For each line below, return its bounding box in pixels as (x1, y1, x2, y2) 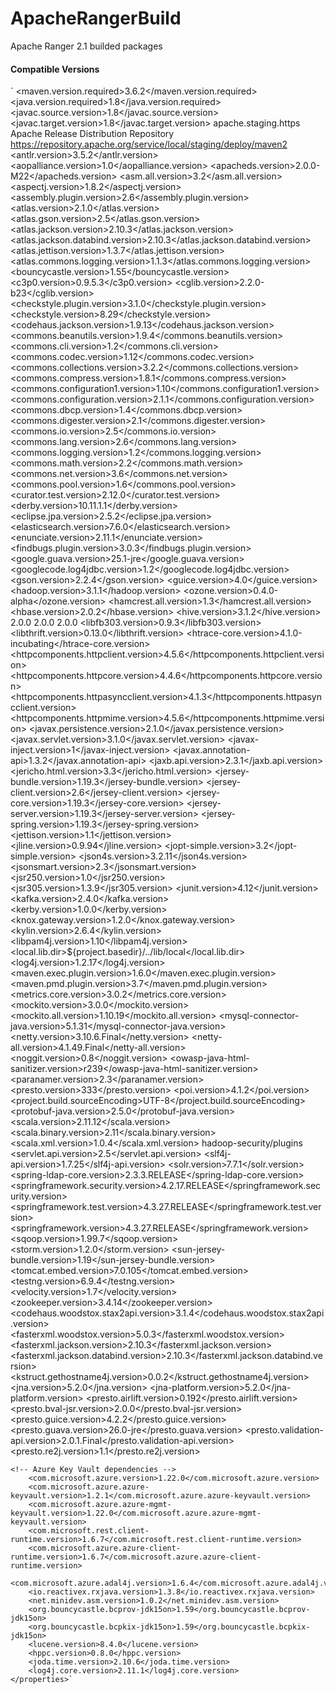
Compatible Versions (10, 63, 100, 75)
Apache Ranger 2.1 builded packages (10, 40, 163, 52)
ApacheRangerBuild (10, 7, 182, 30)
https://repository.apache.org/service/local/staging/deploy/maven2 (10, 138, 288, 151)
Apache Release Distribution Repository (10, 128, 175, 140)
